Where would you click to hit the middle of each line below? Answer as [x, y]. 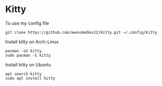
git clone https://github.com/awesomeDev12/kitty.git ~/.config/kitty [81, 32]
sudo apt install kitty [30, 78]
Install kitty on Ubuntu [28, 64]
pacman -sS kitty [24, 51]
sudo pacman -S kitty [28, 55]
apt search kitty [24, 74]
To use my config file [27, 23]
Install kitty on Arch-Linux [32, 42]
